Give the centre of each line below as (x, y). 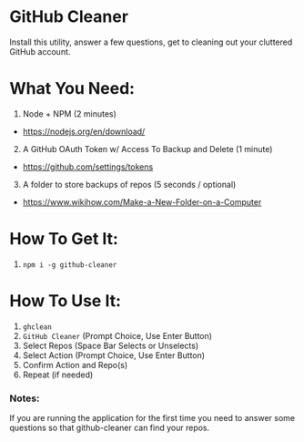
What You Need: (72, 89)
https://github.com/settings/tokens (88, 167)
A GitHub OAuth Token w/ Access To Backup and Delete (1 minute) (147, 149)
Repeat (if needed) (58, 375)
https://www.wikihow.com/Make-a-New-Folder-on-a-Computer (142, 201)
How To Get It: (64, 239)
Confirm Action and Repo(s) (75, 365)
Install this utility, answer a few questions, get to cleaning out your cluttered (151, 42)
